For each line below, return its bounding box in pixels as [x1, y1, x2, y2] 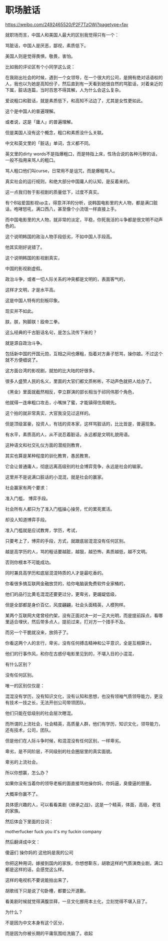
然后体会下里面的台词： [5, 818, 53, 824]
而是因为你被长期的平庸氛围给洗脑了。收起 [5, 930, 93, 936]
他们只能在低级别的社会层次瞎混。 [5, 710, 75, 716]
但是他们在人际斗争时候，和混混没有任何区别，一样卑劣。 [5, 738, 123, 744]
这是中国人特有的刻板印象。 [5, 297, 62, 303]
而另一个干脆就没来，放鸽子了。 [5, 629, 71, 635]
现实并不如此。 [5, 308, 36, 314]
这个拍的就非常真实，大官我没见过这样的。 [5, 410, 93, 416]
